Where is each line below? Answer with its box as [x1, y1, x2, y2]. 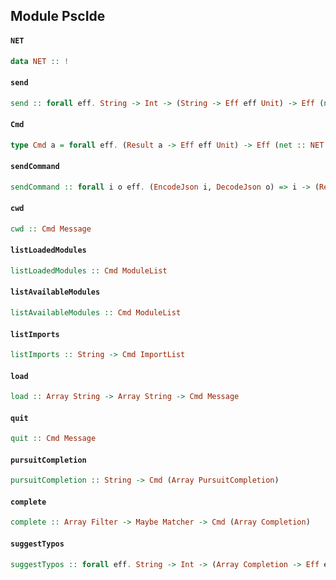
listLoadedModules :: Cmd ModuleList [10, 265, 168, 276]
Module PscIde [10, 8, 106, 25]
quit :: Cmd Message [10, 434, 97, 444]
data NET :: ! [10, 56, 70, 66]
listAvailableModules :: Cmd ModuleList [10, 308, 182, 318]
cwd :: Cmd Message [10, 224, 92, 234]
